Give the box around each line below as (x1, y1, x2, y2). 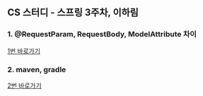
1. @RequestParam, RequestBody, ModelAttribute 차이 (7, 29, 197, 39)
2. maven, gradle (7, 64, 66, 74)
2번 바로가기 (7, 81, 42, 90)
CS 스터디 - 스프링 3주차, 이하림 (7, 6, 139, 19)
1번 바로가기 (7, 46, 41, 55)
